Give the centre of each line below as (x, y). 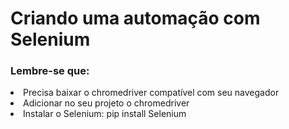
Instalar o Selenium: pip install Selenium (105, 114)
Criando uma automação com (135, 18)
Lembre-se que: (50, 71)
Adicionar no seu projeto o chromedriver (106, 103)
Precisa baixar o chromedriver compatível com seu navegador (151, 93)
